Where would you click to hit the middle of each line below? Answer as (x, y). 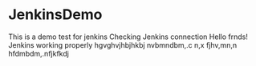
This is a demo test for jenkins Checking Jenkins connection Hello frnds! (128, 37)
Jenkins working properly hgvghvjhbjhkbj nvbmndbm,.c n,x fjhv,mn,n (123, 45)
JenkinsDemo (55, 15)
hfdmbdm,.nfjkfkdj (39, 53)
